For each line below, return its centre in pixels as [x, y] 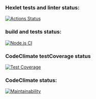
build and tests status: [34, 32]
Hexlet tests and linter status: [42, 8]
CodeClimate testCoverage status [48, 56]
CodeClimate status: [31, 80]
